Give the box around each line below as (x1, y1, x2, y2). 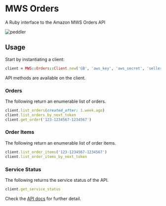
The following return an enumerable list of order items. (5, 140, 116, 146)
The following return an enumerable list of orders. (5, 98, 106, 104)
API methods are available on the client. (5, 75, 86, 81)
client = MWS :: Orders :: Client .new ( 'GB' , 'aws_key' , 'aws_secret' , (5, 66, 145, 71)
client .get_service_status (5, 186, 61, 192)
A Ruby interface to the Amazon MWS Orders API (5, 19, 106, 25)
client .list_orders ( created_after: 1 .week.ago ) (5, 108, 105, 113)
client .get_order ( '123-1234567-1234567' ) (5, 117, 92, 122)
